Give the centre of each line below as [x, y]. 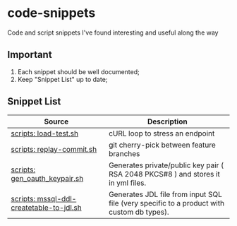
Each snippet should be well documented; [78, 71]
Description [168, 121]
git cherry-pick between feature [162, 145]
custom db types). [139, 212]
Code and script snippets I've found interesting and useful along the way [113, 32]
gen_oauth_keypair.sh [47, 178]
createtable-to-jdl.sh [47, 208]
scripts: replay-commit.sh [54, 149]
